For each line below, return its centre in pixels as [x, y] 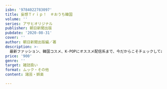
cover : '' [15, 38]
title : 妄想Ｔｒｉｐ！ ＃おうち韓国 [39, 14]
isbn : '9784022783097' [29, 10]
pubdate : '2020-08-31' [29, 33]
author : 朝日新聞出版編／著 [31, 42]
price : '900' [19, 56]
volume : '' [16, 19]
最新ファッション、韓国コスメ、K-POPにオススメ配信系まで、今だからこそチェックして [85, 51]
